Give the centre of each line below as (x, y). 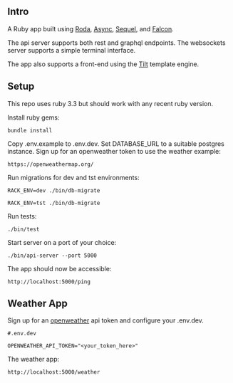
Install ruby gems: (33, 117)
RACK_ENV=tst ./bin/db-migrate (54, 203)
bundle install (30, 130)
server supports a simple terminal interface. (72, 50)
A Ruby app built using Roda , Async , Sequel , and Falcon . (91, 28)
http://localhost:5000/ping (49, 282)
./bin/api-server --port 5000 (52, 256)
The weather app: (33, 360)
